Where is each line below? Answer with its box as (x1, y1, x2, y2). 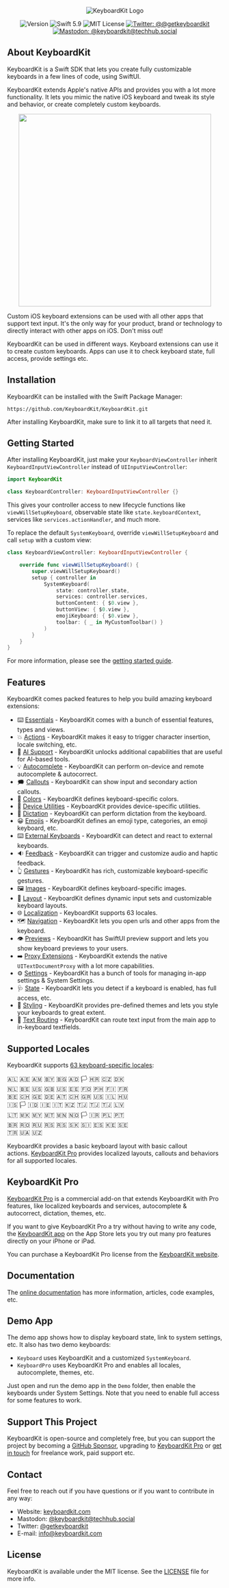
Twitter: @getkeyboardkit (16, 1522, 89, 1530)
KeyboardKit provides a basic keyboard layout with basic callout (7, 1142, 188, 1150)
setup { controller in (31, 574, 96, 581)
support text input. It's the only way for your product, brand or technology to (7, 319, 222, 327)
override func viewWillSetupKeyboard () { (19, 562, 139, 568)
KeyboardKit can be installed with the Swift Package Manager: (7, 392, 183, 401)
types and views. (16, 726, 66, 734)
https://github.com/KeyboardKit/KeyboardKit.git (7, 405, 148, 412)
